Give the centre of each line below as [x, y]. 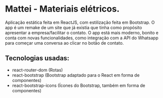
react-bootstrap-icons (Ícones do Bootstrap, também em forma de [79, 85]
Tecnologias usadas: [37, 58]
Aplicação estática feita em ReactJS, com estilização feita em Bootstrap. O [80, 22]
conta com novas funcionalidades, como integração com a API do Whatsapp [82, 38]
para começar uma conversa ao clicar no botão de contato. [64, 43]
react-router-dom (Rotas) [37, 70]
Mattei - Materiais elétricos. [63, 9]
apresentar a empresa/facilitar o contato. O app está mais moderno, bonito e [82, 33]
